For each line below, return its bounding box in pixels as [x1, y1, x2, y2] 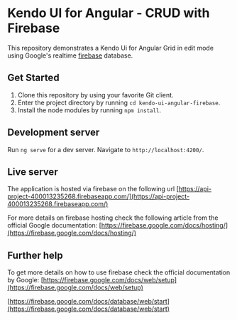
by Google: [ [7, 276, 44, 284]
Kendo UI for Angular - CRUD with [7, 5, 210, 21]
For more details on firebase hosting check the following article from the [7, 213, 219, 222]
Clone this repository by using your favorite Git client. [17, 90, 174, 99]
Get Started [7, 72, 60, 84]
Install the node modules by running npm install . [17, 105, 162, 114]
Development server [7, 127, 100, 139]
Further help [7, 249, 64, 261]
